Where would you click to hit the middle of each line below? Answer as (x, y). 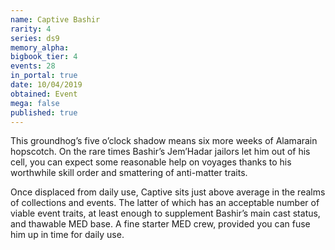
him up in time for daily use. (67, 235)
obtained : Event (44, 94)
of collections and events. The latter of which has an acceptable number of (165, 203)
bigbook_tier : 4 (44, 57)
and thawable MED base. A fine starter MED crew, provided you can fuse (160, 224)
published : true (44, 112)
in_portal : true (44, 76)
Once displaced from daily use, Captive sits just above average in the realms (168, 192)
